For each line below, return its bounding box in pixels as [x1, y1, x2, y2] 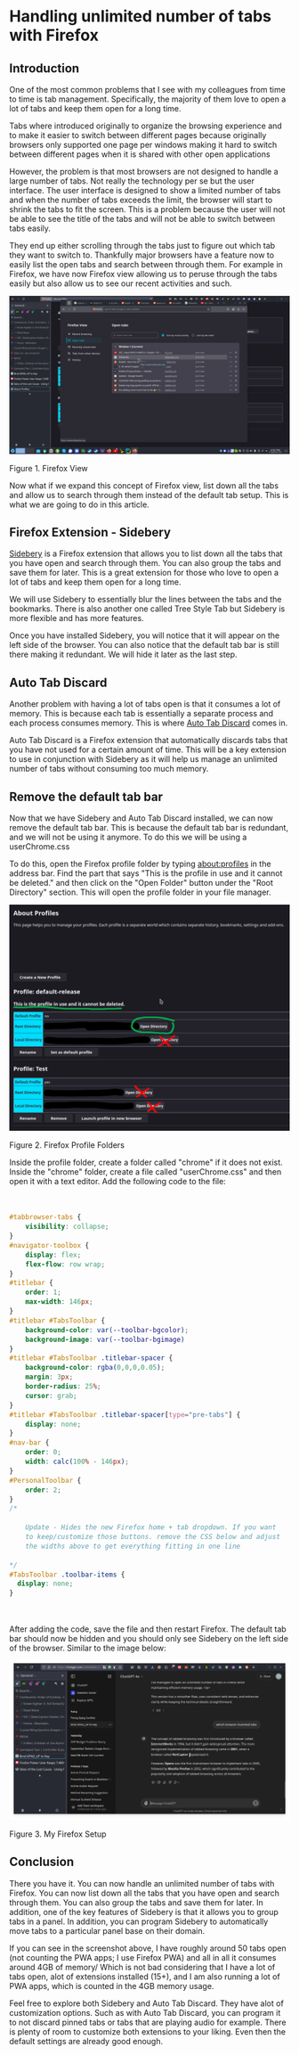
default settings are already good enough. [9, 2035, 164, 2046]
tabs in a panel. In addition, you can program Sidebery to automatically [9, 1916, 269, 1927]
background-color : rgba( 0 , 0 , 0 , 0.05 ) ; [25, 1363, 166, 1372]
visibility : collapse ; [25, 1223, 109, 1232]
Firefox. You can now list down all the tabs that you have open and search [9, 1887, 280, 1898]
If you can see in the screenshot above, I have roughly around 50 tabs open [9, 1943, 287, 1953]
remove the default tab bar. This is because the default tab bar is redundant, [9, 822, 289, 832]
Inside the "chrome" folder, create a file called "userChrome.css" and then [9, 1166, 282, 1177]
